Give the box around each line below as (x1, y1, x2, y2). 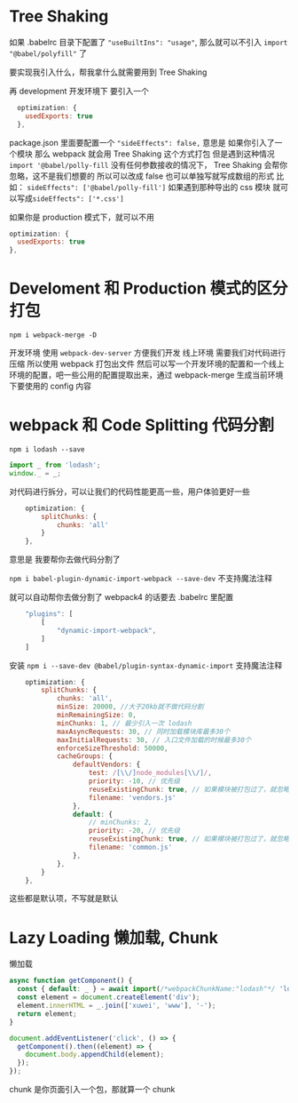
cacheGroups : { (56, 752, 114, 761)
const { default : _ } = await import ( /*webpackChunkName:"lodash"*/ (17, 985, 276, 994)
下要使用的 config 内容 (9, 380, 91, 392)
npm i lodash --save (9, 445, 86, 454)
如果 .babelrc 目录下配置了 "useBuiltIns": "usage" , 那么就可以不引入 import (9, 36, 288, 47)
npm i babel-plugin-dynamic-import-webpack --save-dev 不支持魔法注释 (9, 573, 273, 584)
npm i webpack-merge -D (9, 331, 98, 340)
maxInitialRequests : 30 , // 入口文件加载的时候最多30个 (56, 735, 252, 744)
